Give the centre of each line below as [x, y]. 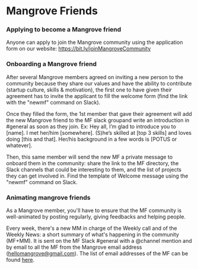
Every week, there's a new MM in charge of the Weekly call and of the [92, 228]
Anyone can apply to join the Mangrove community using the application [95, 42]
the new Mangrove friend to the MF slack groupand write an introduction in [98, 120]
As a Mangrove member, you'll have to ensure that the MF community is [94, 211]
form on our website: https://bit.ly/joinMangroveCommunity [79, 49]
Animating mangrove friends [48, 197]
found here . [20, 260]
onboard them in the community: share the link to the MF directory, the [92, 163]
